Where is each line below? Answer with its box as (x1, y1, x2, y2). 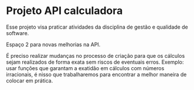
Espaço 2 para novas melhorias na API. (6, 41, 101, 48)
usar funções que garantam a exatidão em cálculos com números (6, 64, 165, 71)
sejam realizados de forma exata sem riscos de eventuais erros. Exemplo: (6, 58, 184, 65)
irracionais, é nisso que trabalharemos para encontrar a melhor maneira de (6, 71, 187, 78)
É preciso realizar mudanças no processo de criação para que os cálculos (6, 52, 185, 59)
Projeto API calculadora (6, 4, 123, 18)
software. (6, 29, 29, 36)
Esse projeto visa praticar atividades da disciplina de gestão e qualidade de (6, 23, 189, 30)
